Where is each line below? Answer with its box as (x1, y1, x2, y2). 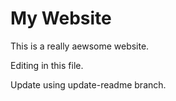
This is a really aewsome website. (10, 40, 150, 52)
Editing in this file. (10, 59, 84, 71)
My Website (10, 7, 112, 30)
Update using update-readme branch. (10, 78, 167, 91)
